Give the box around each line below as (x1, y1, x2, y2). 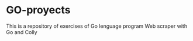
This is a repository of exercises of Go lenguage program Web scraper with (6, 23, 188, 29)
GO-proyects (6, 3, 71, 17)
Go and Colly (6, 28, 37, 35)
